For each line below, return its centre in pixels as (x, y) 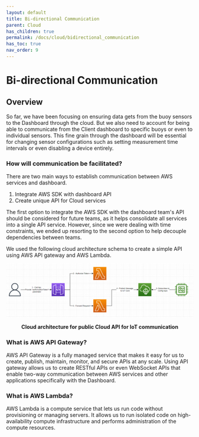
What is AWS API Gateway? (47, 342)
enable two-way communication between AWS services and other (87, 374)
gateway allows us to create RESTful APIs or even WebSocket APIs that (93, 368)
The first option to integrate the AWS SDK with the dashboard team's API (95, 212)
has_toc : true (24, 44)
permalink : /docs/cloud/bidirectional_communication (73, 38)
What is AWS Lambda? (40, 396)
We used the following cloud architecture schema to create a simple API (94, 249)
